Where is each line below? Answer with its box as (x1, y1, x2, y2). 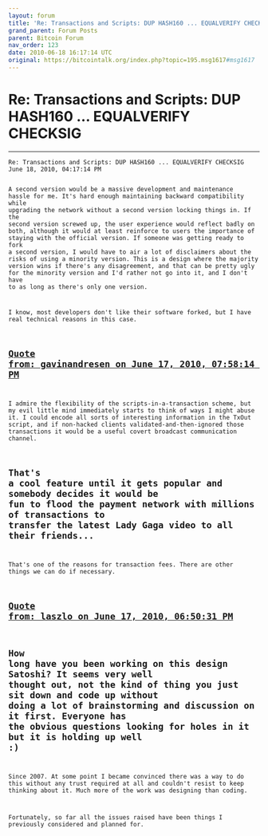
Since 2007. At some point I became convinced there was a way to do (8, 773, 245, 781)
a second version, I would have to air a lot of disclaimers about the (8, 248, 251, 256)
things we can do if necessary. (8, 567, 116, 575)
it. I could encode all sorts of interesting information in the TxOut (8, 414, 251, 422)
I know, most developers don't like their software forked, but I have (8, 309, 251, 317)
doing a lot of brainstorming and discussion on (8, 700, 255, 712)
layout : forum (8, 11, 56, 20)
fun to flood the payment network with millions (8, 498, 255, 510)
